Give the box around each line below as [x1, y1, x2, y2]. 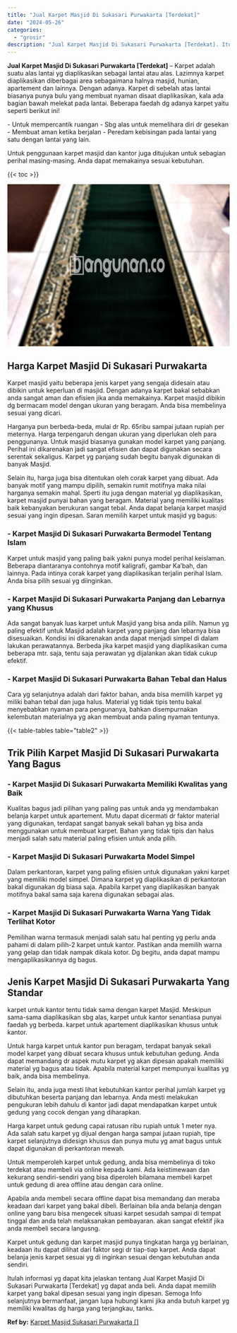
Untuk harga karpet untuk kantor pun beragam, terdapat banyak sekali [7, 1042, 212, 1050]
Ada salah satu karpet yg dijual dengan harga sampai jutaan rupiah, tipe [7, 1129, 216, 1138]
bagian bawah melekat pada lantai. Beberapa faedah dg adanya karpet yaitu [7, 99, 229, 107]
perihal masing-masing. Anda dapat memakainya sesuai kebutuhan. [7, 156, 205, 165]
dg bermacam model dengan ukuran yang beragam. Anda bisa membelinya [7, 401, 226, 410]
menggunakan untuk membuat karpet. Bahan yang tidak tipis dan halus [7, 827, 214, 835]
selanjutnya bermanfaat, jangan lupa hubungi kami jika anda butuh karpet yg [7, 1297, 230, 1305]
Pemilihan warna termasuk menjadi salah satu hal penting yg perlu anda [7, 933, 217, 941]
